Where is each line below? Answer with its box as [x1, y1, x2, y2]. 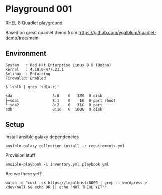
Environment [5, 49, 47, 58]
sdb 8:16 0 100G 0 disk [5, 107, 102, 112]
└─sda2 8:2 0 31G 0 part [5, 102, 102, 107]
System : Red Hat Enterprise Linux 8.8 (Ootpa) [5, 62, 112, 68]
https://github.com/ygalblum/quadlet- [78, 29, 157, 35]
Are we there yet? [5, 170, 42, 176]
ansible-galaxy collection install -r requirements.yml [5, 143, 125, 148]
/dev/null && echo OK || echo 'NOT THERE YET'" [5, 184, 107, 190]
